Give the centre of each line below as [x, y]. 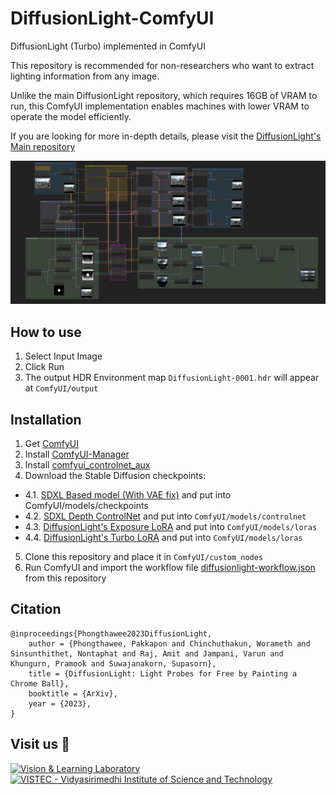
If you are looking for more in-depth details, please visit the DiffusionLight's [166, 136]
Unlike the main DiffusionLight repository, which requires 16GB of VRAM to [164, 95]
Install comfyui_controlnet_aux [87, 464]
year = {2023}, [60, 703]
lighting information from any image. [85, 76]
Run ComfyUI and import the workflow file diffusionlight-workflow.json [170, 567]
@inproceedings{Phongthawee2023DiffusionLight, [111, 633]
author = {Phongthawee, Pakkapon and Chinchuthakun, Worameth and [169, 643]
